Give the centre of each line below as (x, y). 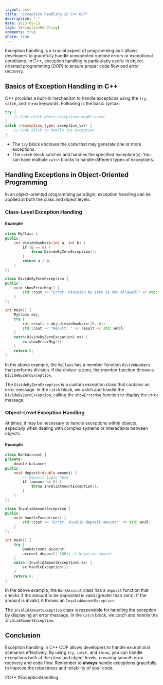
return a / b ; (37, 261)
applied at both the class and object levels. (48, 199)
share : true (17, 37)
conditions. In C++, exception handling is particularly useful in (67, 61)
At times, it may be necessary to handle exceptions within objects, (71, 423)
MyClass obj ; (27, 315)
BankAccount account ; (45, 549)
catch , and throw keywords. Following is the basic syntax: (63, 103)
